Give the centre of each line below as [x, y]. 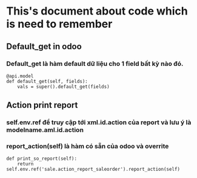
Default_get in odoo [44, 46]
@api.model [20, 76]
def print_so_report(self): [42, 159]
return [25, 164]
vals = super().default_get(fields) [64, 87]
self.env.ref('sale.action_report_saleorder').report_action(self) [93, 170]
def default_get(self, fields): [47, 81]
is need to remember [59, 24]
